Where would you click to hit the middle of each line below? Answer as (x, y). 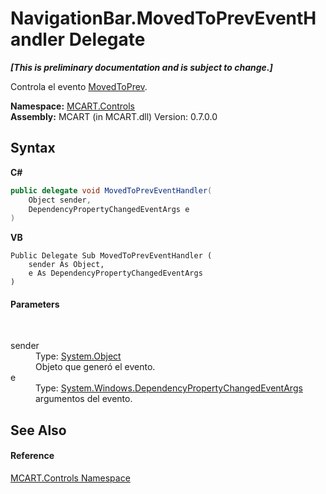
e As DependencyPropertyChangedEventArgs (115, 273)
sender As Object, (66, 265)
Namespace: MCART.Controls (72, 106)
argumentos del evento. (84, 399)
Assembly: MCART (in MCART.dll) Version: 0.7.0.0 (114, 116)
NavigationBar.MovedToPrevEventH (163, 18)
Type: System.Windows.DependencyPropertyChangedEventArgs (169, 388)
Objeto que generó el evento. (95, 367)
